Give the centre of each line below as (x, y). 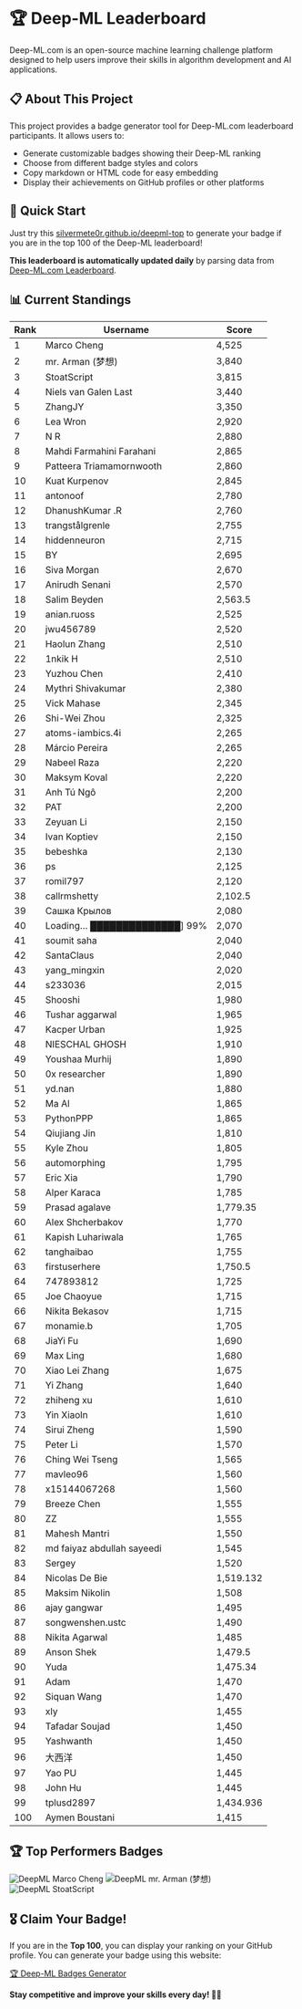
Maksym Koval (76, 777)
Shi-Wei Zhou (75, 718)
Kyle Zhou (67, 1149)
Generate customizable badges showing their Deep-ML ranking (141, 153)
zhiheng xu (69, 1400)
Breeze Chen (73, 1504)
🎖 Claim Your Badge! (68, 1919)
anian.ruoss (70, 615)
